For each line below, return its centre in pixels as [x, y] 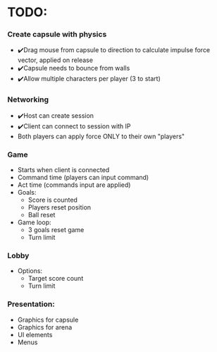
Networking [28, 99]
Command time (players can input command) [83, 178]
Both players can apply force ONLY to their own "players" [101, 136]
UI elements [35, 334]
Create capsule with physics [57, 35]
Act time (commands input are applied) [74, 185]
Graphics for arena [45, 327]
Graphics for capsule [48, 320]
